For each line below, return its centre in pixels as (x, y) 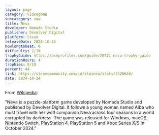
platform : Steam (22, 37)
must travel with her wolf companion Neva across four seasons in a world (80, 112)
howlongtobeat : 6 (23, 46)
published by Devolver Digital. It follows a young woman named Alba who (79, 107)
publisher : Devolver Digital (35, 33)
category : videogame (26, 14)
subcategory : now (23, 19)
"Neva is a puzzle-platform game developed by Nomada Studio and (74, 102)
